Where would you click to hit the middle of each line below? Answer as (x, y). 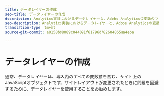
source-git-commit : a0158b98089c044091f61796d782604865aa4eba (70, 32)
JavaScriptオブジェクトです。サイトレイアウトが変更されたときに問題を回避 (82, 82)
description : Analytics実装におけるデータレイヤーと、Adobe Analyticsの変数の (80, 19)
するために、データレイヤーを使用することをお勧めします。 (65, 89)
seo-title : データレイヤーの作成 (35, 14)
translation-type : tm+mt (30, 28)
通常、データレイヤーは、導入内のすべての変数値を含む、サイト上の (73, 77)
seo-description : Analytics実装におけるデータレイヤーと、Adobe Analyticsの (79, 23)
